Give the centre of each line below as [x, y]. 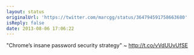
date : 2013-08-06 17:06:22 [40, 28]
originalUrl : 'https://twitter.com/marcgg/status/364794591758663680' [97, 17]
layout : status [25, 12]
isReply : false [25, 23]
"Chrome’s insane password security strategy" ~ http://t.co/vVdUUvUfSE [97, 45]
